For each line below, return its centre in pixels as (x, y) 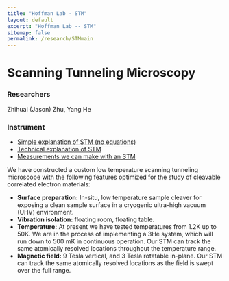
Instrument (26, 127)
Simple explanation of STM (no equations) (76, 142)
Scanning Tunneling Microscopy (101, 73)
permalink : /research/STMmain (50, 39)
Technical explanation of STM (59, 149)
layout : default (30, 20)
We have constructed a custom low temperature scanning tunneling (103, 169)
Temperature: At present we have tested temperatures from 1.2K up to (117, 226)
